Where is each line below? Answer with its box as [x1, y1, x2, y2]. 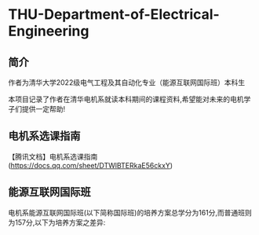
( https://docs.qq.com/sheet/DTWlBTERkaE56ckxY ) [8, 160, 173, 170]
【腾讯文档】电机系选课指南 [8, 152, 98, 161]
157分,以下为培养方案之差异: [14, 218, 106, 227]
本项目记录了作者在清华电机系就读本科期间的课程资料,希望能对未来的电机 [8, 94, 245, 104]
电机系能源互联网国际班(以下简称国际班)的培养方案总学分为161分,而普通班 [8, 207, 246, 217]
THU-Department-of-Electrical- [8, 6, 220, 24]
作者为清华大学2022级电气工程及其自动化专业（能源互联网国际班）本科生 [8, 78, 246, 87]
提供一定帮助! [21, 105, 66, 113]
